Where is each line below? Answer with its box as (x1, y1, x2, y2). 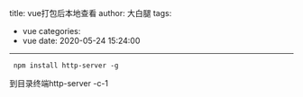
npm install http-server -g (13, 61, 119, 70)
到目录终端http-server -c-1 (9, 78, 109, 88)
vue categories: (22, 26, 81, 36)
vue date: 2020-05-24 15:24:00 (22, 35, 141, 46)
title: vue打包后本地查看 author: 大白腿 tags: (9, 8, 172, 18)
